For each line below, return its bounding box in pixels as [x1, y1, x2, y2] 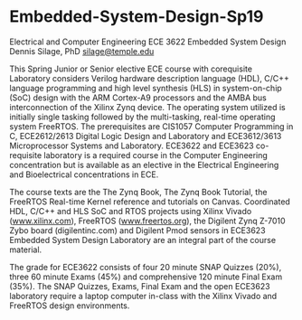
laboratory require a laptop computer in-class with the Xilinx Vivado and [9, 290, 278, 301]
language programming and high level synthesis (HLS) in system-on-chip [9, 82, 282, 93]
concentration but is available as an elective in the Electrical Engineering [9, 159, 279, 170]
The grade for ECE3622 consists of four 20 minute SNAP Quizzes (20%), [9, 261, 282, 272]
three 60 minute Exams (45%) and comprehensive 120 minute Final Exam [9, 271, 283, 282]
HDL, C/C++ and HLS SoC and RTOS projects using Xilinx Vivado [9, 205, 252, 216]
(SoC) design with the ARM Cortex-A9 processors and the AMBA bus [9, 92, 267, 103]
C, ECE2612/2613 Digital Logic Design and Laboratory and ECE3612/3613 [9, 130, 282, 141]
